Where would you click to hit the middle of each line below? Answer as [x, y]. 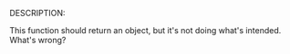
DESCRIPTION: [37, 13]
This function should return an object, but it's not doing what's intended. [145, 30]
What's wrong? [38, 40]
